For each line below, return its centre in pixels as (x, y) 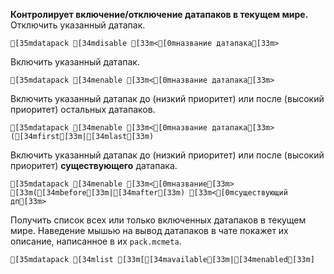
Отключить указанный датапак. (78, 25)
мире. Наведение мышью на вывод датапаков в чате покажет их (149, 230)
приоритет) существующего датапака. (94, 165)
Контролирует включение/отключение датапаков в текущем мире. (159, 14)
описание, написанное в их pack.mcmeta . (96, 241)
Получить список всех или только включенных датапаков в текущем (158, 220)
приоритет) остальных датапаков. (83, 109)
